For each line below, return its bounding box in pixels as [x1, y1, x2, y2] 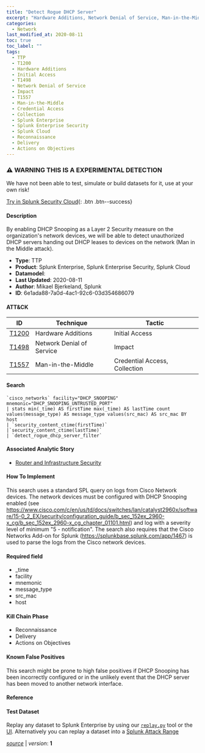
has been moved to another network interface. [6, 680, 123, 687]
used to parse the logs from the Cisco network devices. [6, 538, 146, 546]
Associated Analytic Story [6, 445, 74, 453]
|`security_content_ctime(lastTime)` [6, 427, 103, 433]
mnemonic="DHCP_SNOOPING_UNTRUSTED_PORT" [6, 400, 113, 407]
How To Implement [6, 473, 55, 480]
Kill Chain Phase [6, 612, 49, 620]
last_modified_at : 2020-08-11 [6, 32, 84, 38]
